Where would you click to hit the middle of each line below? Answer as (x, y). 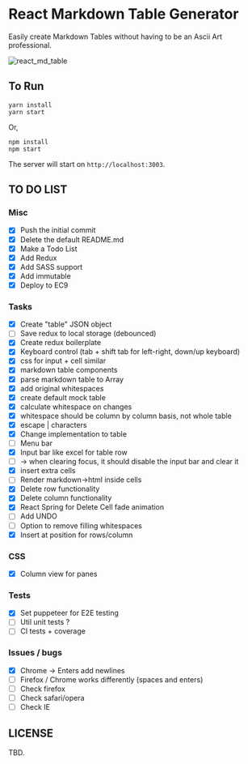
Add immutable (45, 275)
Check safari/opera (52, 698)
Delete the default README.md (72, 239)
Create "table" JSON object (66, 324)
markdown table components (69, 370)
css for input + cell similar (63, 361)
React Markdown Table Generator (124, 14)
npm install (28, 142)
